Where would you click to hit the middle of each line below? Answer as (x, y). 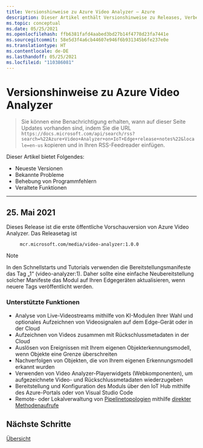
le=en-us (32, 146)
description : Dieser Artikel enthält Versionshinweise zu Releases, (94, 18)
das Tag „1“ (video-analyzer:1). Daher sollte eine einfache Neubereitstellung (100, 274)
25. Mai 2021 (31, 212)
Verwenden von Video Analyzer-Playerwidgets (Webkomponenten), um (104, 373)
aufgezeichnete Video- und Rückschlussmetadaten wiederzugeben (99, 379)
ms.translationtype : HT (36, 46)
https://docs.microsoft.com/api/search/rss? (78, 134)
